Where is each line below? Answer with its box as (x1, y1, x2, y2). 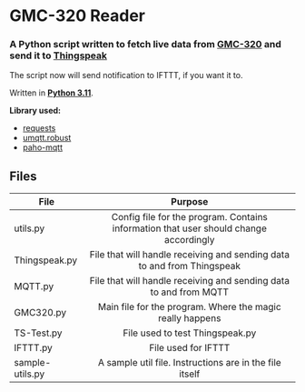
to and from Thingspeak (138, 260, 241, 273)
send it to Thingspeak (9, 49, 107, 62)
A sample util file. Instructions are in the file (97, 357, 281, 369)
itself (179, 367, 201, 380)
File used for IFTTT (149, 342, 231, 355)
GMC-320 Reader (9, 5, 145, 26)
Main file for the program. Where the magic (97, 301, 281, 314)
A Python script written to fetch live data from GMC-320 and (9, 38, 281, 51)
